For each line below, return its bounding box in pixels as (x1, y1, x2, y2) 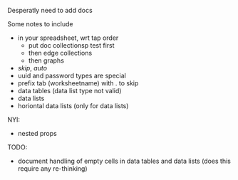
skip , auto (17, 64, 48, 72)
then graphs (28, 56, 64, 65)
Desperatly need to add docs (7, 6, 93, 14)
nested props (17, 129, 57, 137)
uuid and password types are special (17, 71, 126, 80)
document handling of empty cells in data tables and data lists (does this (17, 157, 232, 165)
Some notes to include (7, 20, 73, 28)
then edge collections (28, 49, 93, 57)
